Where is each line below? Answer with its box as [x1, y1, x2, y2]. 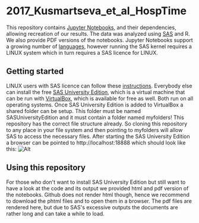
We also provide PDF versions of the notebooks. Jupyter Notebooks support [6, 36, 193, 43]
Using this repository [6, 162, 86, 173]
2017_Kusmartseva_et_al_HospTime [6, 4, 187, 18]
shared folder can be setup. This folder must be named [6, 107, 141, 114]
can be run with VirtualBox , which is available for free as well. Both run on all [6, 95, 194, 102]
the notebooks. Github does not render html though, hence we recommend [6, 191, 190, 198]
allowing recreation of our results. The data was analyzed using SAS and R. [6, 30, 190, 37]
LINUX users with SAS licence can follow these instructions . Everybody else [6, 82, 192, 89]
